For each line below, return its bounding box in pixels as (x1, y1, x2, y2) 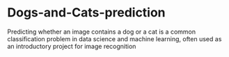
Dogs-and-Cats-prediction (7, 5, 166, 21)
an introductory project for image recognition (7, 42, 136, 50)
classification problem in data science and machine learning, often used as (7, 34, 222, 43)
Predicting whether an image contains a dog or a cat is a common (7, 27, 196, 36)
